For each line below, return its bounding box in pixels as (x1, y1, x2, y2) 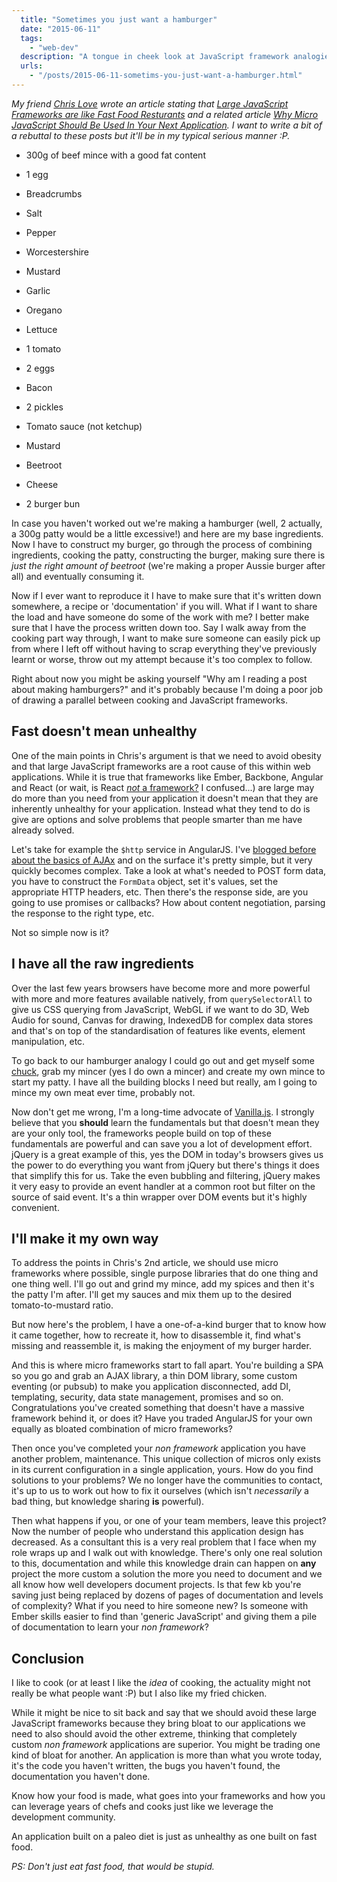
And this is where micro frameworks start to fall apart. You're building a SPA (11, 1359, 324, 1371)
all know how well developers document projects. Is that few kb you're (11, 1579, 302, 1591)
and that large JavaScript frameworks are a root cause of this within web (11, 760, 311, 772)
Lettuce (25, 323, 58, 335)
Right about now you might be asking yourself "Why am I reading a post (11, 672, 308, 685)
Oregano (25, 304, 63, 316)
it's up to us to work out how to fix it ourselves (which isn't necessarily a (11, 1485, 309, 1497)
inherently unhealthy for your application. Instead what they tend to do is (11, 802, 311, 815)
